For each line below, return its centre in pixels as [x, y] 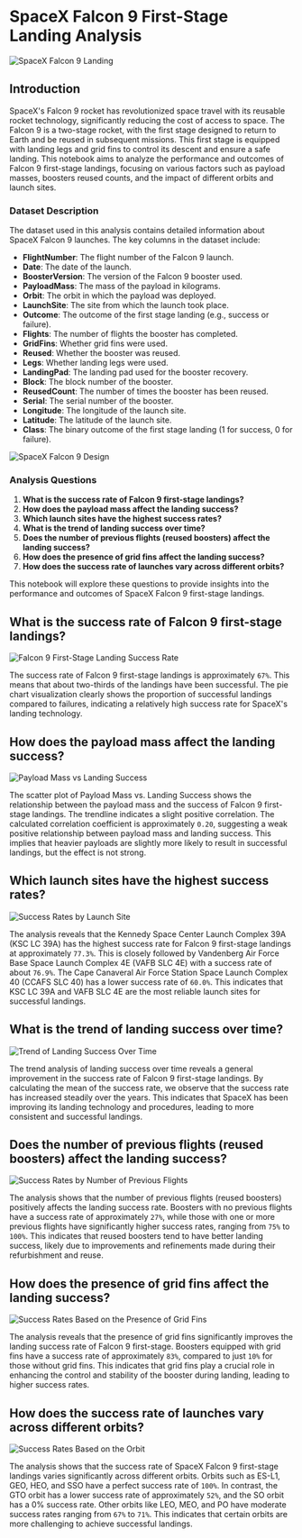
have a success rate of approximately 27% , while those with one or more [142, 1217]
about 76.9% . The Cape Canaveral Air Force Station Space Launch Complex [149, 972]
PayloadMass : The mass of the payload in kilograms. [121, 287]
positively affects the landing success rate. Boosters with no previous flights [151, 1207]
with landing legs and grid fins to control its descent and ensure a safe [140, 149]
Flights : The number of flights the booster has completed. [130, 334]
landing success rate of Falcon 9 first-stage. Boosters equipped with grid [145, 1347]
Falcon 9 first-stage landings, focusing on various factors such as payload [147, 168]
